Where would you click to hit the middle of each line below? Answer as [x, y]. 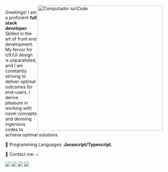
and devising [18, 119]
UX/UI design [19, 55]
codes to [14, 129]
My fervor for [19, 49]
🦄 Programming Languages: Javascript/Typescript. [59, 144]
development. [19, 44]
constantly [16, 71]
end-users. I [18, 92]
